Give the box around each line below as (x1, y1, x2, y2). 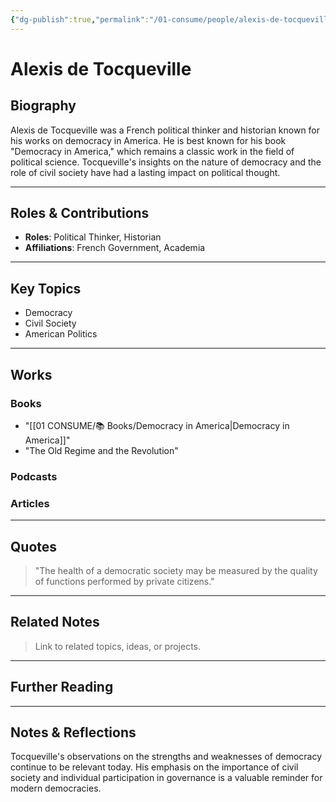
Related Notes (10, 614, 100, 631)
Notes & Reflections (10, 724, 137, 741)
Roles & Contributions (10, 205, 150, 222)
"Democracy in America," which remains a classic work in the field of (10, 145, 295, 157)
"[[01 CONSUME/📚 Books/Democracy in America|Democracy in (24, 419, 290, 431)
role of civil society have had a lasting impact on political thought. (10, 166, 281, 178)
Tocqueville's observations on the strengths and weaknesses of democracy (10, 751, 323, 763)
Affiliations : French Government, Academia (24, 242, 206, 254)
